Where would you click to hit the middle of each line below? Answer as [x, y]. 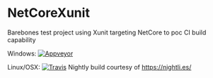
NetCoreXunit [49, 13]
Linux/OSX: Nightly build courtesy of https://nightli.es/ [99, 67]
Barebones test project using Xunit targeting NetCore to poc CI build [107, 32]
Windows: [22, 53]
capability [22, 39]
